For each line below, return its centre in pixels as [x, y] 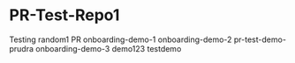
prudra [21, 48]
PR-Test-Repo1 [64, 15]
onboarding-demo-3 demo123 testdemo [108, 48]
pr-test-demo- [260, 39]
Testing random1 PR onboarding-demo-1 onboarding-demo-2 [121, 39]
